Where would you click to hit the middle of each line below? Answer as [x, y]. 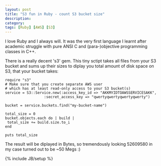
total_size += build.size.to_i [38, 122]
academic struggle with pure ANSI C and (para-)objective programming [76, 46]
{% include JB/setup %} [29, 159]
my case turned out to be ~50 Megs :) [43, 149]
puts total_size [21, 135]
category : [15, 23]
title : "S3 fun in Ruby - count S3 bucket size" [55, 14]
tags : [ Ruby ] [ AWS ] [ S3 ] [30, 28]
